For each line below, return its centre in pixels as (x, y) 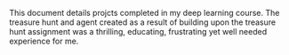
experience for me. (44, 41)
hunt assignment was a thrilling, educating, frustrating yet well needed (138, 31)
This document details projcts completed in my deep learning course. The (144, 13)
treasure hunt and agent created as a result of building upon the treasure (143, 22)
